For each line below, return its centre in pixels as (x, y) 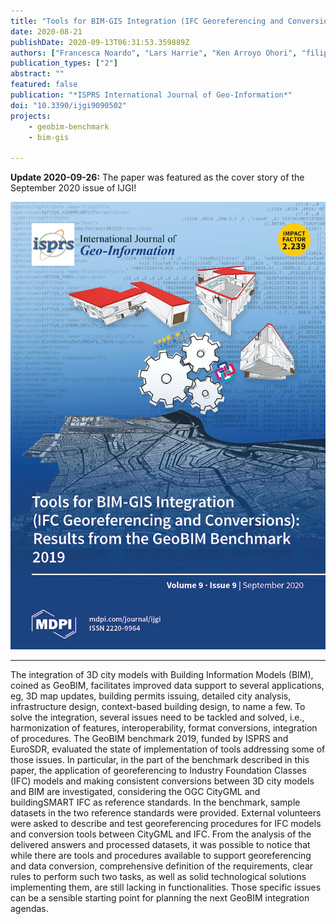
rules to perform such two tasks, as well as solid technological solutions (158, 876)
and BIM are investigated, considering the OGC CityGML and (135, 791)
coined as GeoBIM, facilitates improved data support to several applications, (167, 685)
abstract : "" (37, 74)
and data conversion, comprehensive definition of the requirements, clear (162, 866)
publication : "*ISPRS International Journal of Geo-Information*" (151, 95)
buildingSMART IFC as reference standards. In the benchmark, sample (155, 802)
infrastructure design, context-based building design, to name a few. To (158, 706)
